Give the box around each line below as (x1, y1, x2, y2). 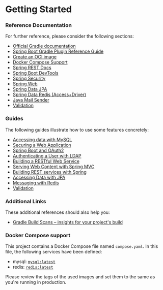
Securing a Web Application (12, 142, 71, 148)
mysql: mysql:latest (12, 259, 56, 265)
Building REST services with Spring (12, 169, 87, 175)
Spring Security (12, 75, 46, 82)
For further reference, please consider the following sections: (5, 33, 134, 39)
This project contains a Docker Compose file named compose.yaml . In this (5, 243, 158, 249)
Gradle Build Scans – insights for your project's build (12, 219, 123, 225)
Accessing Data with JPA (12, 174, 66, 180)
